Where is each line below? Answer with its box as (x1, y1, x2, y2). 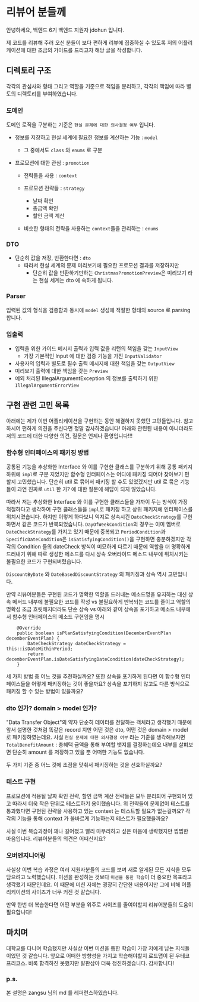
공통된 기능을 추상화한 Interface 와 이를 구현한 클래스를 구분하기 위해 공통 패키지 (6, 463, 193, 470)
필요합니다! (6, 908, 32, 915)
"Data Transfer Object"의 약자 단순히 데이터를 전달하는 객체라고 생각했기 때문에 (6, 719, 192, 726)
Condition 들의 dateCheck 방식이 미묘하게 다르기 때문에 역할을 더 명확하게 (17, 543, 191, 550)
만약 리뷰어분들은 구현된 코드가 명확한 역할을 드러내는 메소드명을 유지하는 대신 (6, 591, 187, 598)
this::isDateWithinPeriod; (6, 646, 73, 652)
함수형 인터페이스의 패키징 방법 (6, 448, 89, 457)
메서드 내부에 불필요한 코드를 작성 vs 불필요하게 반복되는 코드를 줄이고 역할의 (12, 598, 191, 606)
